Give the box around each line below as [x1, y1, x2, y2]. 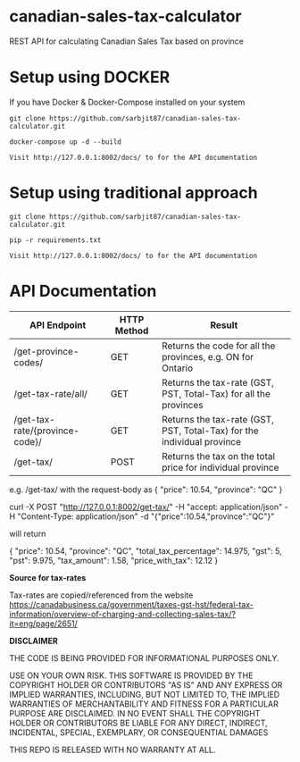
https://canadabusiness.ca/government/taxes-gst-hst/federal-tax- [9, 599, 254, 609]
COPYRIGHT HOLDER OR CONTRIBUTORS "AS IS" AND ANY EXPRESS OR [9, 679, 283, 690]
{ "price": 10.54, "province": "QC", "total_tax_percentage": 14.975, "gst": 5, [9, 545, 283, 556]
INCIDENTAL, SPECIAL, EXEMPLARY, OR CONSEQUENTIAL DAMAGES [9, 726, 269, 738]
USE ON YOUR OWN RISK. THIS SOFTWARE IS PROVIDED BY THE [9, 670, 254, 681]
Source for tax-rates [9, 572, 87, 582]
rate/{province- [13, 424, 80, 437]
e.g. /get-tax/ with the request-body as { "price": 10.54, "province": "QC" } [9, 484, 283, 495]
